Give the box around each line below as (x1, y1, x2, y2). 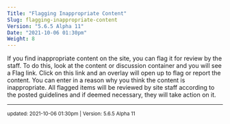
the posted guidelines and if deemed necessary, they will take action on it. (7, 90, 217, 99)
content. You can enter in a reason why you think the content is (7, 76, 186, 84)
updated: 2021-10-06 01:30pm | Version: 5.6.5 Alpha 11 (7, 110, 136, 117)
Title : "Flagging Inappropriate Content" (7, 10, 127, 17)
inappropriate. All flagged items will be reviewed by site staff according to (7, 84, 215, 92)
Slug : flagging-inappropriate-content (7, 16, 118, 23)
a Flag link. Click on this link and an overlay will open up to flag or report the (7, 69, 221, 77)
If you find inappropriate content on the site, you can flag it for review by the (7, 54, 222, 62)
